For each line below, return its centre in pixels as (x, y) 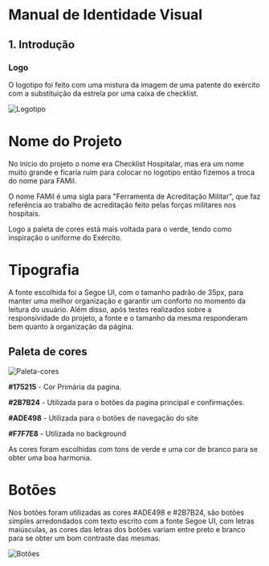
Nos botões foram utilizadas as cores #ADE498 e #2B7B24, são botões (126, 512)
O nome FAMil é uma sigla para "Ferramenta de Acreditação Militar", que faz (134, 196)
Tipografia (44, 270)
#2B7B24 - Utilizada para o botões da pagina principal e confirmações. (126, 402)
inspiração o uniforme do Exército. (65, 237)
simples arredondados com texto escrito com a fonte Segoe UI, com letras (131, 521)
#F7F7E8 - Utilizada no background (67, 433)
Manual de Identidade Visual (106, 15)
